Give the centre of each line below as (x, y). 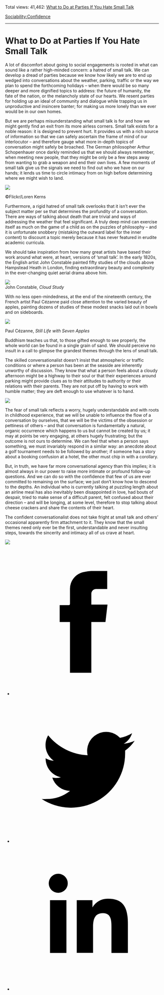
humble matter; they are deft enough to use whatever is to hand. (70, 391)
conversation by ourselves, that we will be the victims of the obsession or (79, 420)
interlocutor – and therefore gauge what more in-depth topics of (70, 142)
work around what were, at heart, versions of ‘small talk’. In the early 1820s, (81, 257)
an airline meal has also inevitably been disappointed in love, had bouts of (79, 492)
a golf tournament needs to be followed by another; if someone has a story (80, 451)
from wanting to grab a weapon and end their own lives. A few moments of (80, 162)
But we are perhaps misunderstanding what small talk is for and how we (77, 121)
